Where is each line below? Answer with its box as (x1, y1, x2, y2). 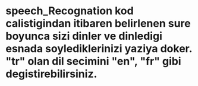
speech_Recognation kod (5, 4, 134, 18)
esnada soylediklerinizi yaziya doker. (5, 42, 193, 56)
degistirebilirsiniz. (5, 67, 98, 81)
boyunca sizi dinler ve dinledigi (5, 30, 163, 43)
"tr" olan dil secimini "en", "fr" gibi (5, 55, 181, 68)
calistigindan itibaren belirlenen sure (5, 17, 191, 30)
